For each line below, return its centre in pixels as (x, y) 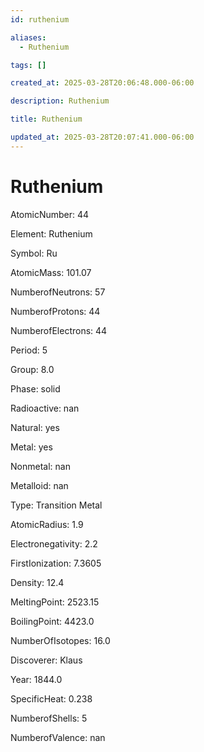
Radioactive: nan (45, 408)
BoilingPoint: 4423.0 (52, 621)
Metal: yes (31, 447)
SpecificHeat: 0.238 (51, 698)
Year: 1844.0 (36, 679)
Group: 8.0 (32, 369)
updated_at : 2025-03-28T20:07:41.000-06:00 (102, 137)
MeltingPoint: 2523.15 (55, 602)
